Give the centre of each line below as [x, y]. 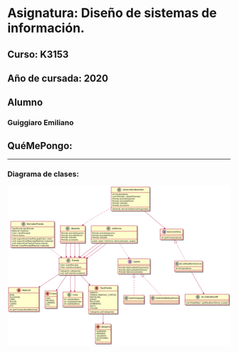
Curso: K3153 [38, 54]
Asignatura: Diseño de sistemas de [112, 13]
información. [46, 28]
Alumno [25, 103]
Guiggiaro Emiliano [41, 123]
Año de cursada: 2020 [58, 78]
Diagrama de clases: [43, 174]
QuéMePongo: [40, 146]
